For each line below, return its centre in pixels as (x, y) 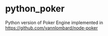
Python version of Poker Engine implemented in (54, 22)
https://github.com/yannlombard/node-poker (52, 27)
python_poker (35, 9)
